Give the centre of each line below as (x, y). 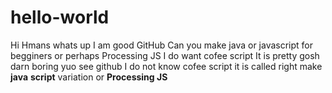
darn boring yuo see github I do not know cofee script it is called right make (166, 66)
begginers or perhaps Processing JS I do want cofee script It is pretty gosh (165, 55)
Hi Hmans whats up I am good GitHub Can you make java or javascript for (162, 45)
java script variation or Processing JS (89, 77)
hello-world (60, 17)
